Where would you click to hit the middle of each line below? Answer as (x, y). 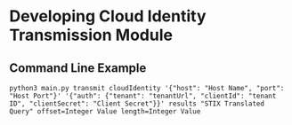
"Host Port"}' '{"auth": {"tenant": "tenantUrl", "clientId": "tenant (143, 96)
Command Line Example (78, 68)
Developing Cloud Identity (108, 16)
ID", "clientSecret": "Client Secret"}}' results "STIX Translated (137, 104)
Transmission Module (91, 35)
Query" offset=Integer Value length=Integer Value (105, 112)
